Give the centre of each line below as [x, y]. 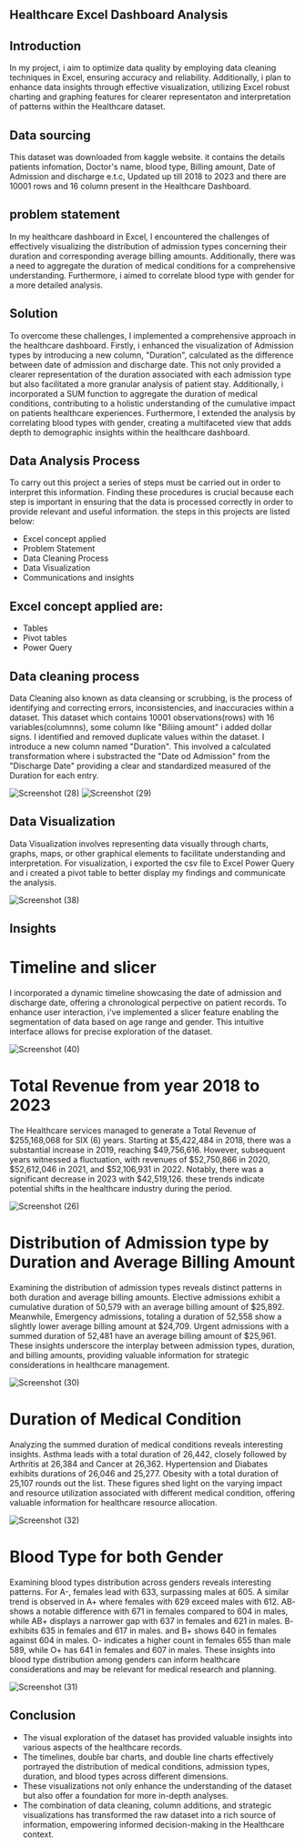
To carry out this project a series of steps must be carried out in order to [145, 482]
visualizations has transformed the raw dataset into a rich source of [149, 1814]
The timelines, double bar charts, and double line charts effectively [148, 1757]
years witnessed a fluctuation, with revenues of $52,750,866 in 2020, [140, 1160]
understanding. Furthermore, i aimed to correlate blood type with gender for [152, 275]
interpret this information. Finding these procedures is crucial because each [152, 492]
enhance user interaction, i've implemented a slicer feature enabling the [144, 1012]
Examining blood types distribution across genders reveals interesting [140, 1582]
